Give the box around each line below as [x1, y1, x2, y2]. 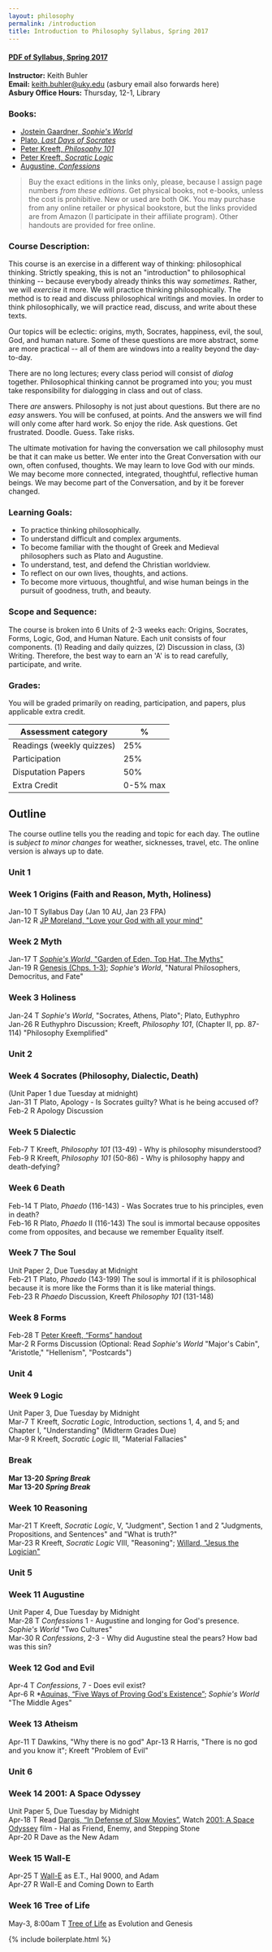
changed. [8, 486, 41, 497]
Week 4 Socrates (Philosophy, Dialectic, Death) [8, 1070, 199, 1081]
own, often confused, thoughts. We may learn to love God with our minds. [8, 461, 256, 471]
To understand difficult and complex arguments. [19, 534, 181, 544]
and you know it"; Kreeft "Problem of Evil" [8, 1745, 149, 1755]
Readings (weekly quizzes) [12, 740, 116, 752]
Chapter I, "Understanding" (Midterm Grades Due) [8, 1426, 177, 1436]
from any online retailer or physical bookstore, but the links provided [28, 203, 257, 213]
